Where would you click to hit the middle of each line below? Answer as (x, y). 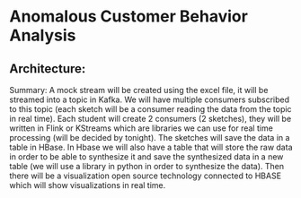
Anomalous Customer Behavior (129, 17)
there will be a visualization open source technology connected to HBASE (145, 176)
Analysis (43, 35)
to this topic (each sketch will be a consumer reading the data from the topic (150, 109)
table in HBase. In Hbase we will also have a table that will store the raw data (151, 147)
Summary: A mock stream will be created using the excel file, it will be (139, 90)
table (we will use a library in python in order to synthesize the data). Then (147, 166)
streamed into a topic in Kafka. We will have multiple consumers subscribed (150, 99)
